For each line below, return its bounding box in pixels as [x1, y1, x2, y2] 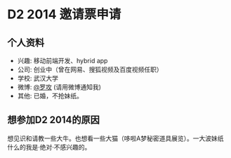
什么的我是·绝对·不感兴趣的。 [7, 143, 91, 151]
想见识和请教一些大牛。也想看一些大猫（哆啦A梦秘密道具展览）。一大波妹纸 [7, 134, 224, 143]
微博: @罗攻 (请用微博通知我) [17, 83, 102, 91]
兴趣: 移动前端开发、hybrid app [17, 57, 108, 65]
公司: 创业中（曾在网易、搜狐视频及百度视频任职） [17, 65, 163, 74]
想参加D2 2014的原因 [7, 114, 100, 126]
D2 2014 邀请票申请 [7, 6, 121, 22]
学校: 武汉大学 [17, 74, 58, 82]
